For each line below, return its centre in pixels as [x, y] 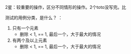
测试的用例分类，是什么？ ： [34, 18]
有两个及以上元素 [30, 40]
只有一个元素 [25, 28]
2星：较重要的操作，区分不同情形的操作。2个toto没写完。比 [66, 7]
